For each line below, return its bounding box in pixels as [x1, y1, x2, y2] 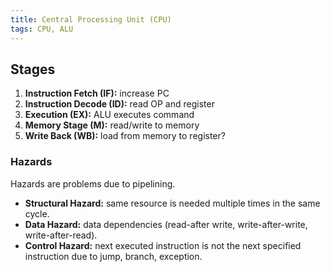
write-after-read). [24, 229, 98, 241]
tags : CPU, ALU [10, 24, 74, 34]
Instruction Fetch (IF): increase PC [24, 87, 170, 100]
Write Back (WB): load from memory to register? [24, 130, 226, 142]
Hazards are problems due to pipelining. [10, 177, 176, 190]
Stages [10, 61, 56, 78]
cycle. [24, 207, 50, 220]
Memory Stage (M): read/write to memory [24, 119, 200, 131]
